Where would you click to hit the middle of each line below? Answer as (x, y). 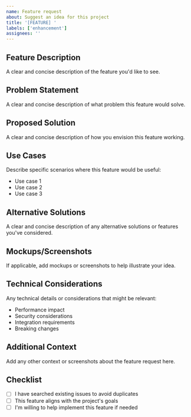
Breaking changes (37, 329)
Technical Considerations (54, 284)
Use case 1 (28, 181)
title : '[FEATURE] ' (32, 22)
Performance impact (39, 310)
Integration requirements (45, 322)
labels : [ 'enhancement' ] (37, 28)
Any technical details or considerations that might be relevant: (81, 298)
